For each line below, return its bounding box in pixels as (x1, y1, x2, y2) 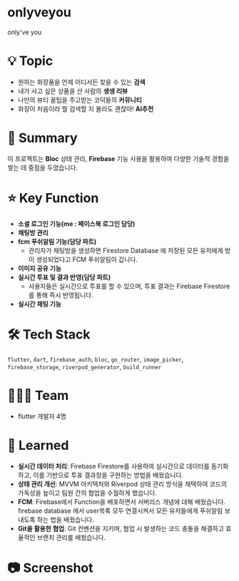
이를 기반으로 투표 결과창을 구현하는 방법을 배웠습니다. (33, 471, 184, 479)
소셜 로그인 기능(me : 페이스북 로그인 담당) (17, 219, 136, 228)
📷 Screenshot (7, 560, 94, 576)
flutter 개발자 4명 (17, 411, 66, 421)
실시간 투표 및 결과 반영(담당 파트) (17, 272, 111, 282)
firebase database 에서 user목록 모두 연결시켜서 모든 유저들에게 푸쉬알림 (17, 506, 223, 515)
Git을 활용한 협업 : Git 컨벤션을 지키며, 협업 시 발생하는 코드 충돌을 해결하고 (17, 524, 225, 533)
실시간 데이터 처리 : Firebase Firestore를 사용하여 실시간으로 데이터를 (17, 461, 210, 471)
